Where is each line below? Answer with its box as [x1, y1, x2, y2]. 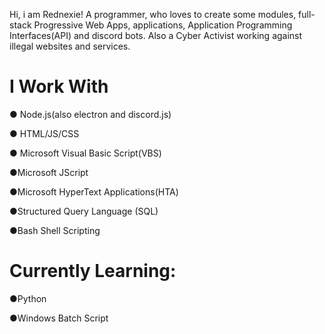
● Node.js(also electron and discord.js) [9, 108, 172, 120]
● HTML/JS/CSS [9, 127, 80, 139]
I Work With [9, 75, 109, 98]
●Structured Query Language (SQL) [9, 205, 159, 217]
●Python [9, 292, 47, 304]
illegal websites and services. [9, 40, 131, 52]
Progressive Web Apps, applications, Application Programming [33, 19, 293, 31]
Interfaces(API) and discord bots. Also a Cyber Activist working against [9, 30, 303, 41]
